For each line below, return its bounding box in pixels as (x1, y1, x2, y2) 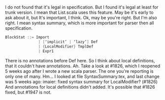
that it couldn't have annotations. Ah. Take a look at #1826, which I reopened (5, 63, 161, 69)
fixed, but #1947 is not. (5, 89, 52, 95)
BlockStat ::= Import (5, 35, 50, 40)
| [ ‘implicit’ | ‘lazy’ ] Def (38, 39, 98, 44)
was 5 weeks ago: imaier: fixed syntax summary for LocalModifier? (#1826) (5, 79, 158, 85)
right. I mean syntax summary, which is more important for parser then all (5, 20, 154, 26)
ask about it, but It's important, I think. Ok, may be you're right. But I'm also (5, 15, 157, 20)
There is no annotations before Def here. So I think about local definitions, (5, 57, 155, 63)
